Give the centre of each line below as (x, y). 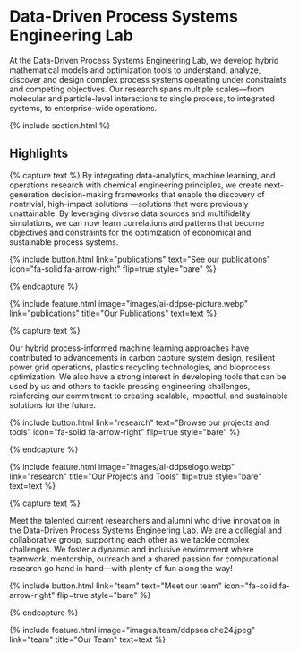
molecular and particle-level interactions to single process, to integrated (142, 98)
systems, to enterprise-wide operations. (83, 108)
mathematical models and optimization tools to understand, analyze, (135, 70)
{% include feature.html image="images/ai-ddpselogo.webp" (122, 466)
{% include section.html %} (60, 125)
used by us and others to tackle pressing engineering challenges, (130, 386)
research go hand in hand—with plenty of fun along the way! (121, 568)
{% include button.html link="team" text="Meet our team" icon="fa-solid (143, 586)
